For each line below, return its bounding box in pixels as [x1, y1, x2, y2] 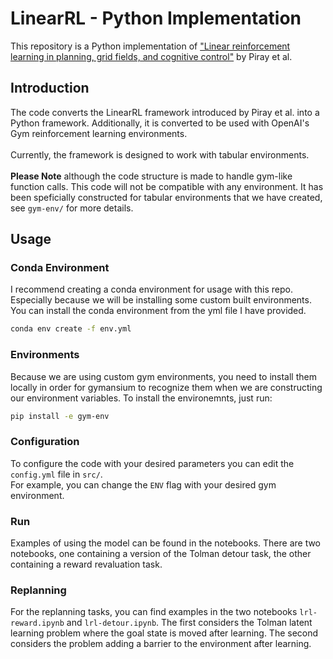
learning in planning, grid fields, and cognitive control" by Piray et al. [10, 50, 293, 62]
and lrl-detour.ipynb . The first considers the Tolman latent [66, 617, 313, 629]
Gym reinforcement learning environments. [10, 127, 188, 139]
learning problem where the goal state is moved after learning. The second [10, 627, 319, 639]
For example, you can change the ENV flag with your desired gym [10, 478, 277, 491]
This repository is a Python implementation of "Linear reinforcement [10, 40, 291, 52]
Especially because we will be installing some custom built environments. [10, 294, 312, 306]
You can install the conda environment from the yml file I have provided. [10, 305, 307, 317]
